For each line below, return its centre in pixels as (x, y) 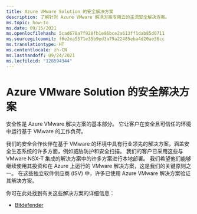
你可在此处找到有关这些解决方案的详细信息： (60, 193)
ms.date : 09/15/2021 (32, 28)
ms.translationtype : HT (35, 45)
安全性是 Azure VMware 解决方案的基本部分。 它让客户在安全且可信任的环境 (99, 124)
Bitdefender (29, 205)
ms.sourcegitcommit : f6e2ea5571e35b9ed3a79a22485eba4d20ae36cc (86, 39)
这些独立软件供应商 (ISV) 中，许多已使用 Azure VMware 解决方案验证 (106, 173)
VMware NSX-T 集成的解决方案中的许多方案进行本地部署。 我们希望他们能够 (99, 159)
